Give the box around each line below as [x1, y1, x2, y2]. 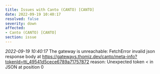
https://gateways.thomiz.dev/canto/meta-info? [42, 53, 138, 59]
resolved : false [5, 16, 39, 21]
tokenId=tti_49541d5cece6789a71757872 [5, 59, 89, 65]
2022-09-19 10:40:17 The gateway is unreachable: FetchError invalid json [5, 48, 156, 54]
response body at [5, 53, 41, 59]
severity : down [5, 21, 37, 26]
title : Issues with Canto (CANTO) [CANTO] [5, 7, 94, 12]
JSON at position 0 [5, 64, 44, 70]
